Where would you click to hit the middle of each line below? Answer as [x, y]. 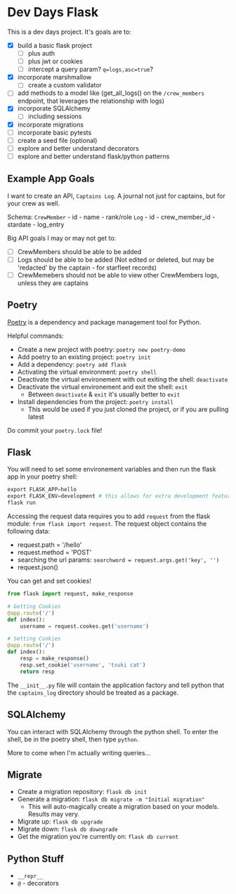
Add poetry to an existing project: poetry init [84, 357]
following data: [29, 531]
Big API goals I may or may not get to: [62, 238]
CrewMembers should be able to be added [79, 251]
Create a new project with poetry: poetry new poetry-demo [101, 349]
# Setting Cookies [34, 639]
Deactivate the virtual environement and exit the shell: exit [103, 386]
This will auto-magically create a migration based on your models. [123, 807]
